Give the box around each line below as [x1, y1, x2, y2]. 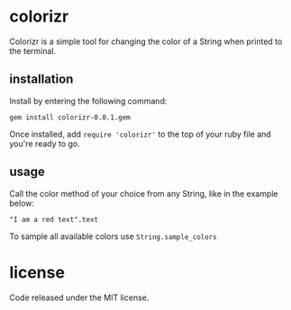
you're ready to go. [9, 137, 81, 149]
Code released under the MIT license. [9, 292, 150, 303]
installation [9, 72, 74, 87]
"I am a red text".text [9, 215, 99, 224]
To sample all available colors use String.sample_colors [9, 231, 218, 242]
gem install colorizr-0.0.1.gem [9, 112, 131, 122]
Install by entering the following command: [9, 95, 168, 106]
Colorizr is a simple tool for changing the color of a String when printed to [9, 36, 283, 47]
